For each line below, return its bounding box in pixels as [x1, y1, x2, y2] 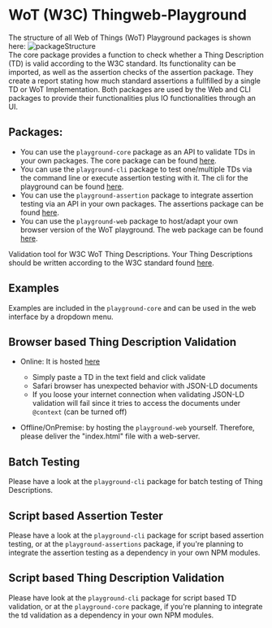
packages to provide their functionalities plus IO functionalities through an [8, 93, 256, 102]
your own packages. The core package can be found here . [19, 155, 217, 165]
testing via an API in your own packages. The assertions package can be [19, 198, 264, 208]
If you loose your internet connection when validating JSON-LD [32, 390, 245, 399]
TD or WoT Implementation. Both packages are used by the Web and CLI [8, 84, 252, 94]
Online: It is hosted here [19, 356, 100, 367]
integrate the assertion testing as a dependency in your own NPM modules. [8, 547, 261, 557]
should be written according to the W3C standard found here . [8, 258, 215, 268]
